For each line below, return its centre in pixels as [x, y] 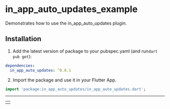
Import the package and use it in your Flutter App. [65, 80]
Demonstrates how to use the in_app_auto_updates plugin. [66, 23]
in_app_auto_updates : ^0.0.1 [40, 70]
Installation [23, 39]
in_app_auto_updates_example [72, 9]
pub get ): [22, 56]
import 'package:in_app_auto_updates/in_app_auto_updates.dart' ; [75, 89]
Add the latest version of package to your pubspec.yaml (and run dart [85, 51]
